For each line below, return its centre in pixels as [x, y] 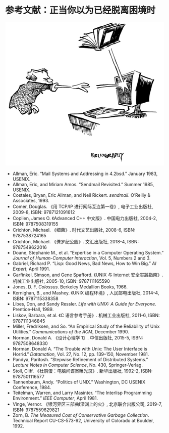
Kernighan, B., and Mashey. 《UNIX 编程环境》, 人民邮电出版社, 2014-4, [86, 293]
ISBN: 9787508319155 [35, 224]
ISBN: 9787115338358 [36, 298]
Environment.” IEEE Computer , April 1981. [55, 398]
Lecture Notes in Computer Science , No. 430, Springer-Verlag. [77, 365]
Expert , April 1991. [31, 269]
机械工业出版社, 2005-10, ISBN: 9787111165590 [61, 281]
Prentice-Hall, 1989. [33, 310]
